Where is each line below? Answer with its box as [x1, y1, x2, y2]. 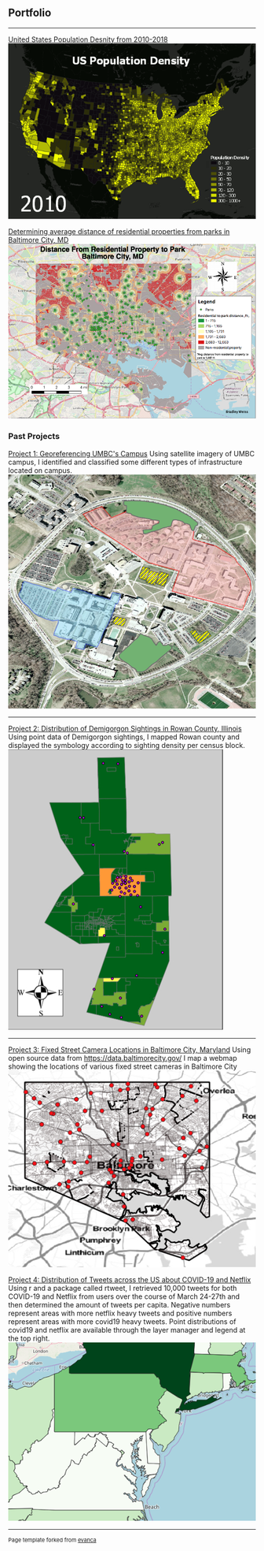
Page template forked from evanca [8, 1536, 97, 1544]
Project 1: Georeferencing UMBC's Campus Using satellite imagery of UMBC [8, 448, 255, 458]
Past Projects [8, 431, 60, 442]
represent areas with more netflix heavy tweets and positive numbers [8, 1308, 233, 1319]
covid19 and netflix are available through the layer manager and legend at [8, 1326, 246, 1335]
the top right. [8, 1333, 50, 1343]
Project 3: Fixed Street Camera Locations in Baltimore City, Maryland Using [8, 1044, 251, 1054]
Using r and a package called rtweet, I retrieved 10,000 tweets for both [8, 1284, 237, 1293]
